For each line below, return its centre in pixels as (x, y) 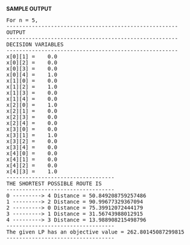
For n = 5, (22, 20)
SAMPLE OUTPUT (29, 9)
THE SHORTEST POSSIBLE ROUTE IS (54, 184)
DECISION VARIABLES (35, 44)
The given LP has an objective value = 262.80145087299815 (96, 232)
